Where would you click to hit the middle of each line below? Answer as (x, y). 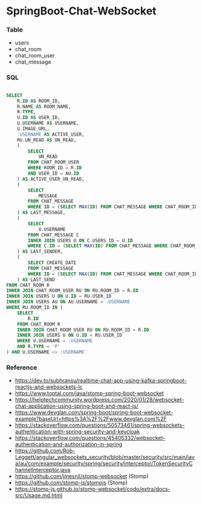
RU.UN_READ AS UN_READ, (47, 140)
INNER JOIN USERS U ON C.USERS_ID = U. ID (81, 240)
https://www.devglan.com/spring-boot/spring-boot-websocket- (94, 413)
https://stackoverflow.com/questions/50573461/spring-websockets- (100, 425)
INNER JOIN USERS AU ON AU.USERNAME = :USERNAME (68, 302)
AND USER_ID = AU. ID (54, 174)
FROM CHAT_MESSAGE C (54, 235)
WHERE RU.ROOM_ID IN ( (35, 307)
